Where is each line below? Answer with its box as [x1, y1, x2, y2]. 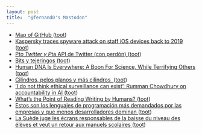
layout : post [6, 8, 39, 15]
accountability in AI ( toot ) [14, 89, 78, 96]
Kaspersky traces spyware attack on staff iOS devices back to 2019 [14, 37, 183, 45]
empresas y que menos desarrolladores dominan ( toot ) [14, 108, 152, 115]
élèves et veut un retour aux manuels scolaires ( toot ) [14, 121, 146, 128]
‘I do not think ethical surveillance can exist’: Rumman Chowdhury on [14, 82, 187, 89]
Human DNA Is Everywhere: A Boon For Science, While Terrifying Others [14, 63, 196, 70]
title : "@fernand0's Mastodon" [6, 14, 87, 21]
